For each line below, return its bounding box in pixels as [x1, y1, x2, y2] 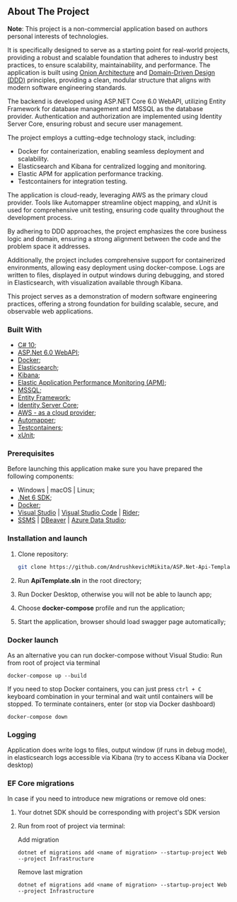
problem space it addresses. [7, 242, 91, 250]
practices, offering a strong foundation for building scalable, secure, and [7, 299, 219, 308]
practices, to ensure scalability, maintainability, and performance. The [7, 60, 211, 69]
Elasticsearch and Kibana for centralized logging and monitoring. [17, 162, 207, 170]
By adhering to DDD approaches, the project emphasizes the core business [7, 226, 227, 236]
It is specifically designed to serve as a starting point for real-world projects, [7, 45, 230, 54]
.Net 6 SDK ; [17, 493, 52, 502]
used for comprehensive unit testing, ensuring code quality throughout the [7, 205, 225, 214]
